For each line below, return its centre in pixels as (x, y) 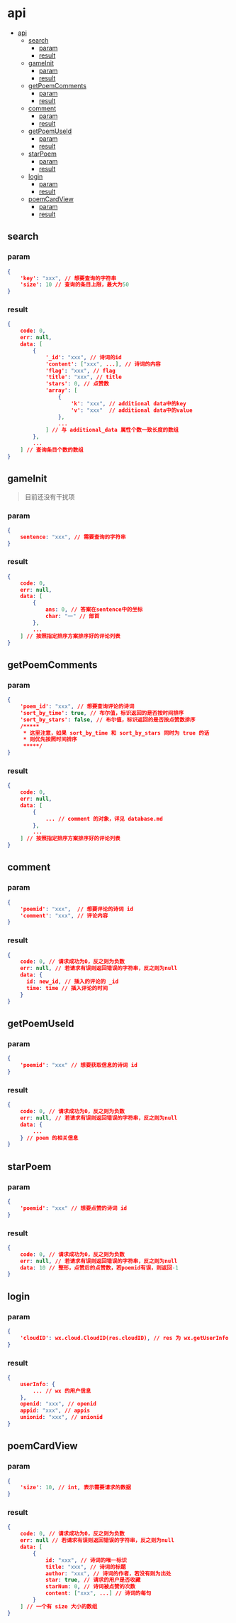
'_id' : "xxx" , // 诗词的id (83, 357)
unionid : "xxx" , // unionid (61, 1417)
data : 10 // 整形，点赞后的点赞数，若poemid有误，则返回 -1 (99, 1267)
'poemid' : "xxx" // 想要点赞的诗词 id (74, 1208)
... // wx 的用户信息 (62, 1391)
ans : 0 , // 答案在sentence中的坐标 (94, 610)
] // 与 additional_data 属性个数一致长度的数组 (112, 430)
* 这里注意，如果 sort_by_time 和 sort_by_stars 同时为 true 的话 (116, 733)
